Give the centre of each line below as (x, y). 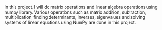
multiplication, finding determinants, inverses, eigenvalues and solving (75, 17)
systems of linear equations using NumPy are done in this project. (70, 22)
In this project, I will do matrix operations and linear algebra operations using (81, 7)
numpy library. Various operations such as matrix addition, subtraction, (75, 12)
